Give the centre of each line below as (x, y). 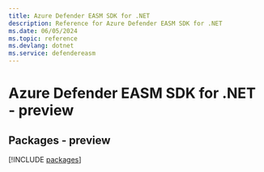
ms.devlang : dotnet (41, 46)
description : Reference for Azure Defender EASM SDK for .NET (115, 23)
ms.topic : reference (43, 38)
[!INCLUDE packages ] (45, 159)
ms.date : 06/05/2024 (43, 31)
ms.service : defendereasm (52, 53)
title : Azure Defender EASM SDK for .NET (79, 16)
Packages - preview (60, 140)
